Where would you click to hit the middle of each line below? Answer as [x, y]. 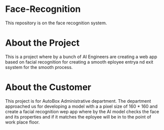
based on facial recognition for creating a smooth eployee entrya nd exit [79, 62]
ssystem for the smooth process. [39, 67]
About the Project [42, 43]
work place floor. [22, 122]
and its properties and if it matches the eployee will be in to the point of [78, 117]
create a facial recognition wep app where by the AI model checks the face [82, 111]
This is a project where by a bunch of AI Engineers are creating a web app [81, 57]
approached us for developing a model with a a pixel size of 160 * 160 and [82, 106]
